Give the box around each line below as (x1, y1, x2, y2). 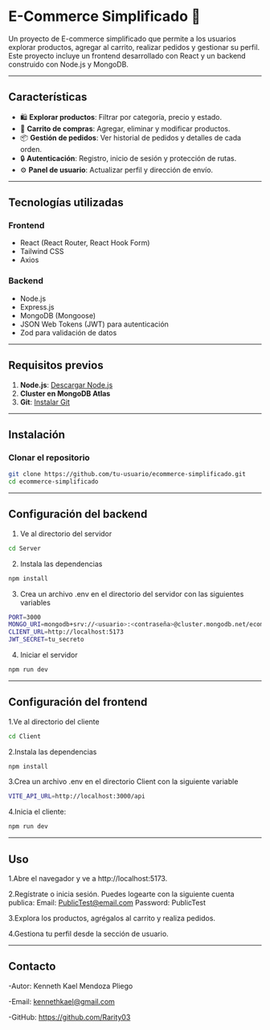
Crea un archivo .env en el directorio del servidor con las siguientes (19, 589, 244, 598)
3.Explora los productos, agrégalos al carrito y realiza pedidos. (8, 913, 215, 923)
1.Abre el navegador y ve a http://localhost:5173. (8, 874, 168, 884)
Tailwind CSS (19, 247, 64, 256)
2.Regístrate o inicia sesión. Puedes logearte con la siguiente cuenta (8, 889, 235, 899)
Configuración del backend (8, 507, 148, 521)
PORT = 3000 (8, 613, 42, 622)
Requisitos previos (8, 359, 104, 372)
